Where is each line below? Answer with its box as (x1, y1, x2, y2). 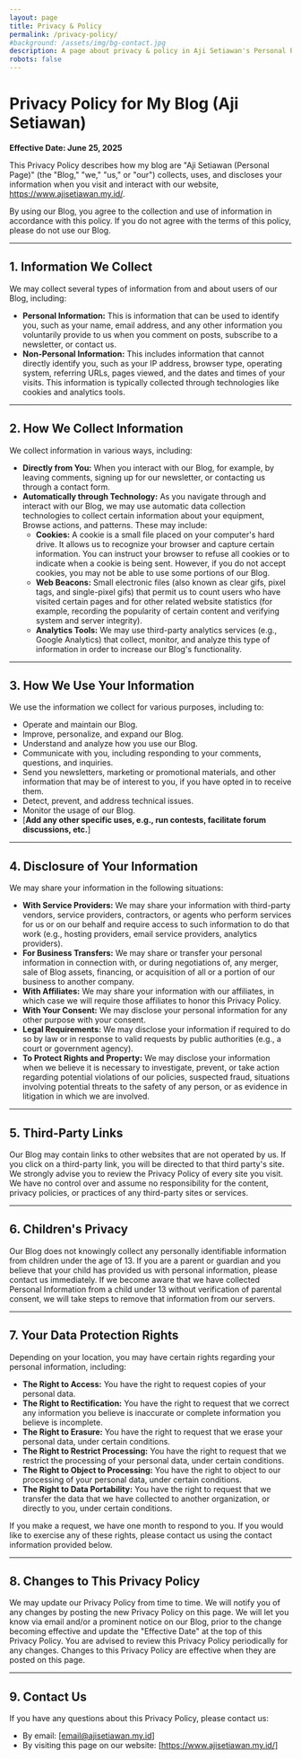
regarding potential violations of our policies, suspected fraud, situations (21, 1072, 290, 1083)
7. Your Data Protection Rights (9, 1328, 179, 1343)
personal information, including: (9, 1361, 127, 1372)
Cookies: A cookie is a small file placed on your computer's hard (35, 529, 275, 540)
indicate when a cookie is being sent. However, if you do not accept (35, 558, 287, 569)
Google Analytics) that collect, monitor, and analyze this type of (35, 634, 271, 645)
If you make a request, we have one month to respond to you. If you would (9, 1520, 284, 1531)
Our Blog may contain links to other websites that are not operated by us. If (9, 1149, 287, 1160)
